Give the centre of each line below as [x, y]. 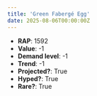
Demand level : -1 [43, 56]
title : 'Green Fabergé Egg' [49, 14]
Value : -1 [31, 48]
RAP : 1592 [33, 41]
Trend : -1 [31, 63]
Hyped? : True [38, 78]
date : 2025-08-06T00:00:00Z [49, 21]
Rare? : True [35, 86]
